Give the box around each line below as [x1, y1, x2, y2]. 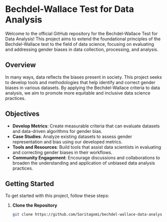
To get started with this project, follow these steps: [5, 193, 110, 199]
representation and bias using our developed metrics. [12, 138, 123, 145]
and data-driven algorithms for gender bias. [12, 128, 103, 134]
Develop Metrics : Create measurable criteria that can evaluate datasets [12, 123, 160, 129]
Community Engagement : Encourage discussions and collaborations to [12, 154, 161, 160]
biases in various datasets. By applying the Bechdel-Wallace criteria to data [5, 85, 161, 91]
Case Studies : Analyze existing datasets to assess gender [12, 133, 132, 139]
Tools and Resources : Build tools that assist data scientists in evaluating [12, 144, 161, 150]
